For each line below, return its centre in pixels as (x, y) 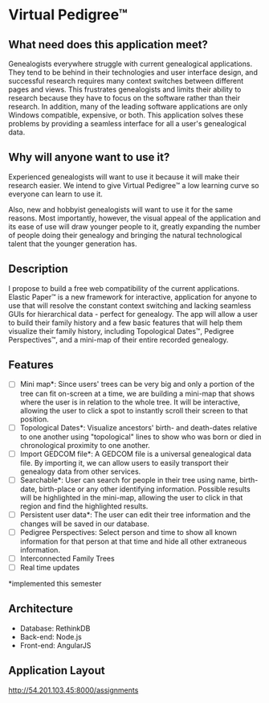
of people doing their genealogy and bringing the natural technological (125, 235)
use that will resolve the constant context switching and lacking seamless (130, 305)
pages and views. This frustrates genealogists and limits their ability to (125, 89)
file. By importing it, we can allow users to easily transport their (124, 462)
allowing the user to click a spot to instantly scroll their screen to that (134, 410)
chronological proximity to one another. (85, 445)
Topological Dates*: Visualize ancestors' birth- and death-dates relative (139, 427)
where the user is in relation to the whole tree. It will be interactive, (130, 402)
